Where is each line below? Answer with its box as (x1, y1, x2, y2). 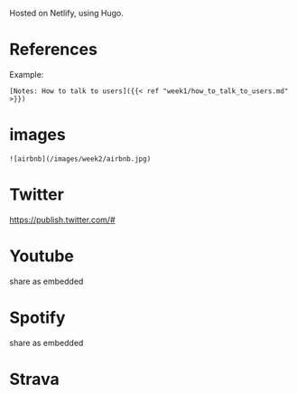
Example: (9, 69, 44, 80)
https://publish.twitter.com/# (9, 214, 116, 225)
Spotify (9, 307, 66, 328)
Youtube (9, 246, 75, 266)
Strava (9, 369, 60, 389)
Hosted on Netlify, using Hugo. (9, 8, 124, 18)
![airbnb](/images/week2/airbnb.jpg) (9, 154, 152, 164)
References (9, 40, 97, 60)
